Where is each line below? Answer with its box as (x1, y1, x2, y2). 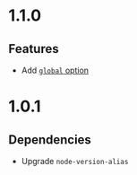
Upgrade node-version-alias (21, 156, 129, 166)
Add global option (21, 65, 90, 75)
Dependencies (8, 132, 91, 147)
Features (8, 41, 59, 57)
